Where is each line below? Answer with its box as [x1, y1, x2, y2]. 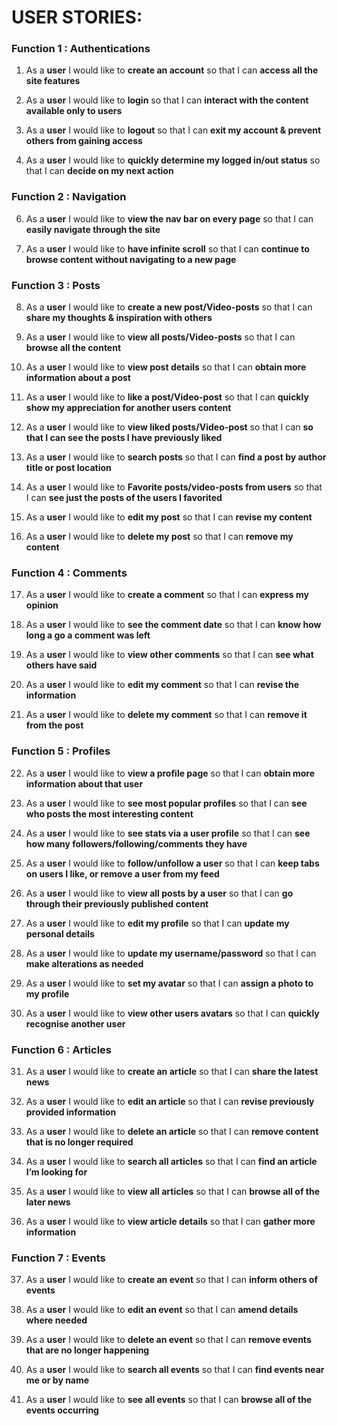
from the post [25, 719, 84, 731]
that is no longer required [25, 1136, 134, 1148]
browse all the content [25, 342, 122, 354]
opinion [25, 599, 59, 611]
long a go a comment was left [25, 629, 151, 641]
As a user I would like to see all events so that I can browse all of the [25, 1394, 313, 1406]
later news [25, 1196, 71, 1208]
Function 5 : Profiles [11, 744, 111, 758]
